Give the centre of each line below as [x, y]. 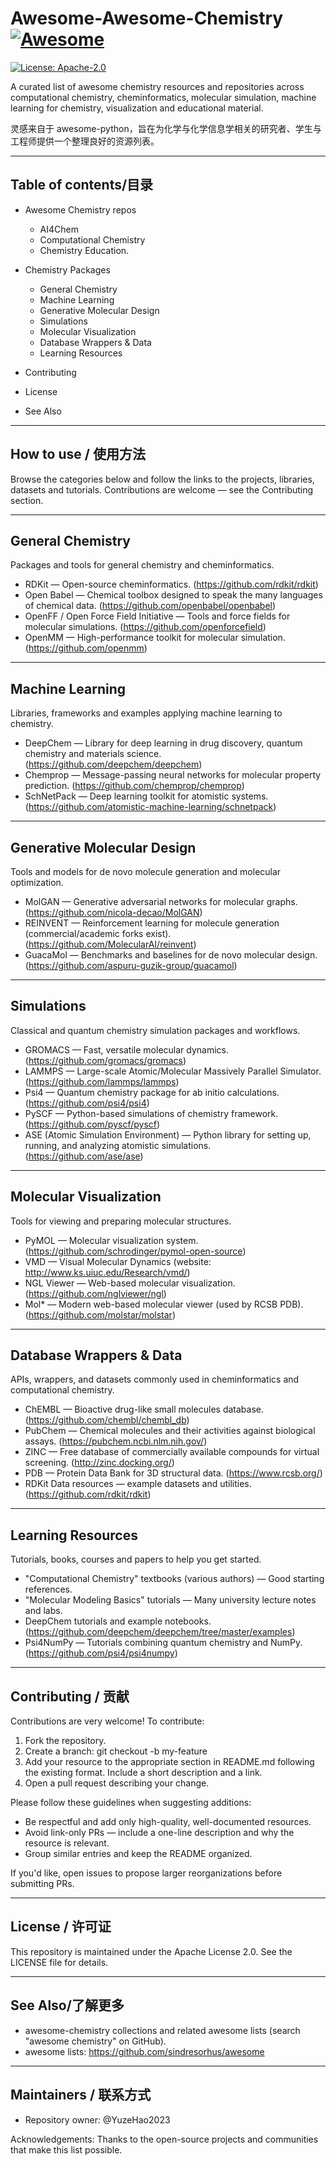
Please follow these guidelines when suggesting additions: [131, 1803]
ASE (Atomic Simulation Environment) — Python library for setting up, [168, 1134]
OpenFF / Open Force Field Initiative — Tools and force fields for [157, 616]
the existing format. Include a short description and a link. [143, 1773]
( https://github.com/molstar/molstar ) [100, 1314]
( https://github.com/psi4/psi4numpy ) [101, 1653]
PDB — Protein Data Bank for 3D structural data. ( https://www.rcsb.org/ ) [173, 1473]
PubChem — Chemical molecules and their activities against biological [170, 1431]
